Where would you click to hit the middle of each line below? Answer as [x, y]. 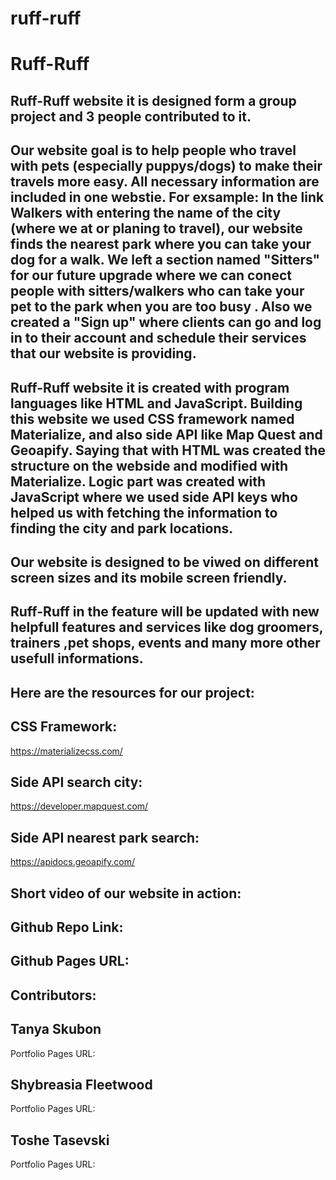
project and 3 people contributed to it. [131, 116]
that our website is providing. [103, 353]
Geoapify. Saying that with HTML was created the [168, 450]
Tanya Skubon [56, 1029]
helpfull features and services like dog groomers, [167, 627]
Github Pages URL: [70, 961]
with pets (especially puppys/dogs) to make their [166, 166]
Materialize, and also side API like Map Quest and [166, 434]
